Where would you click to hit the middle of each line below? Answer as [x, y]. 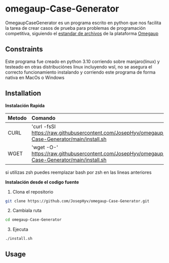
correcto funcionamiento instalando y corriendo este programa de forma [80, 72]
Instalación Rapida [25, 105]
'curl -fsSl [44, 126]
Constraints [24, 49]
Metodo [17, 118]
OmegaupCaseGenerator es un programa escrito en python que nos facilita [83, 23]
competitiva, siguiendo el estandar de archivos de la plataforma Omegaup [82, 33]
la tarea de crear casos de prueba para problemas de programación [75, 28]
